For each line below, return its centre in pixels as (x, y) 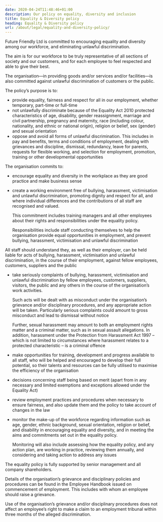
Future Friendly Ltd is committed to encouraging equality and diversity (75, 41)
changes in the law (31, 410)
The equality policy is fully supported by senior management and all (73, 464)
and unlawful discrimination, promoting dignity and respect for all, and (82, 196)
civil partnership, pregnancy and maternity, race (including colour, (78, 121)
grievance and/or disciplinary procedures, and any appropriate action (82, 305)
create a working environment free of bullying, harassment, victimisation (85, 191)
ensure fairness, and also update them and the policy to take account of (84, 405)
